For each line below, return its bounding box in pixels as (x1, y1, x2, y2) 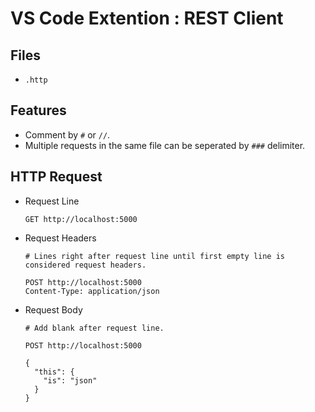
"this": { (34, 367, 75, 377)
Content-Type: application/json (24, 286, 160, 296)
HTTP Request (10, 168, 103, 186)
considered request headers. (24, 260, 147, 270)
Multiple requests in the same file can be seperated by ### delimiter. (24, 139, 306, 151)
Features (10, 102, 67, 119)
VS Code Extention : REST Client (10, 7, 284, 30)
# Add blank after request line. (24, 323, 165, 333)
